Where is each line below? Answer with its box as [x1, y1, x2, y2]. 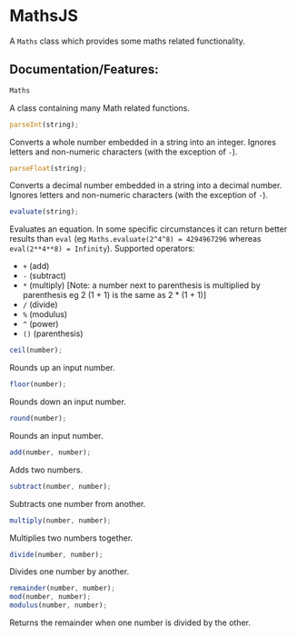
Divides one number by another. [9, 566, 130, 577]
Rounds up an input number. [9, 363, 115, 373]
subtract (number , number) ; [9, 482, 112, 491]
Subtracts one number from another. [9, 498, 146, 509]
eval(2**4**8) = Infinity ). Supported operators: [9, 243, 195, 254]
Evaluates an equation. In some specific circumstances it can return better [9, 224, 288, 234]
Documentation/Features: [9, 62, 159, 77]
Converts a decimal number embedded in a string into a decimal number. [9, 180, 282, 191]
